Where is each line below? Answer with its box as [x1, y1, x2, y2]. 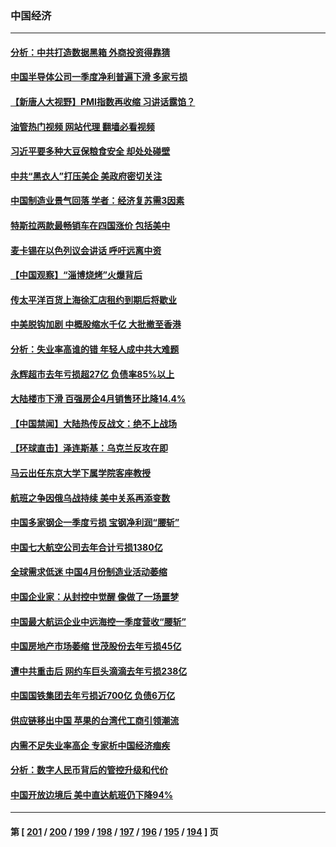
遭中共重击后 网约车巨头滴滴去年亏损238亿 [10, 665, 188, 677]
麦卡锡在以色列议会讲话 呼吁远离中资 [10, 244, 162, 256]
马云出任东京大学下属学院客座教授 [10, 467, 151, 479]
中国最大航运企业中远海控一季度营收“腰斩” [10, 615, 187, 627]
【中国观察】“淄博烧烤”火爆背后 [10, 269, 143, 281]
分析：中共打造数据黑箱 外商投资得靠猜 [10, 46, 171, 58]
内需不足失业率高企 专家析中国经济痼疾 [10, 739, 171, 751]
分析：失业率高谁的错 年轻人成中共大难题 [10, 343, 180, 356]
